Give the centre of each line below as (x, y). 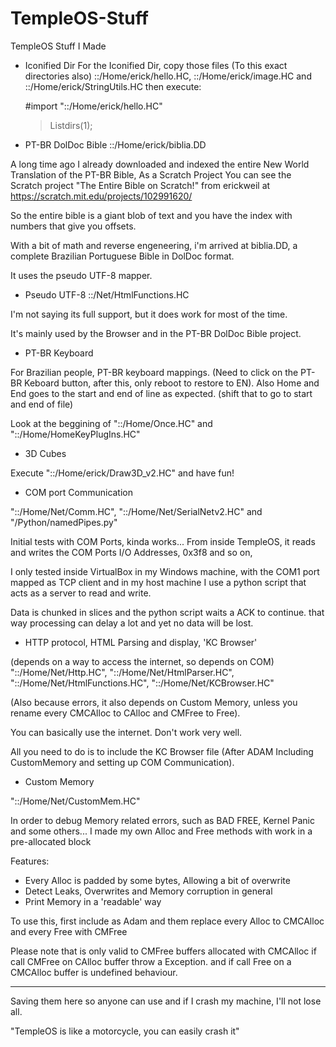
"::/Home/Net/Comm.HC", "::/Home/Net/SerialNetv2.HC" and (136, 511)
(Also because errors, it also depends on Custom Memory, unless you (154, 702)
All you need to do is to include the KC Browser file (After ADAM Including (162, 751)
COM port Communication (79, 492)
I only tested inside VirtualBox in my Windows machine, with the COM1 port (165, 571)
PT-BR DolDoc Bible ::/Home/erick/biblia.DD (115, 144)
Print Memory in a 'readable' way (93, 901)
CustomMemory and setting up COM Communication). (122, 762)
